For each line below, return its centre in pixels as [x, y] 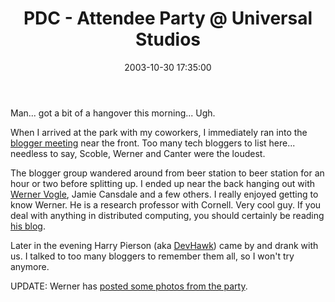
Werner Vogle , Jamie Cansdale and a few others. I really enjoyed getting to [164, 194]
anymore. [30, 266]
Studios [168, 39]
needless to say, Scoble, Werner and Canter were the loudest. [138, 153]
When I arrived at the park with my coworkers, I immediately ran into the [159, 132]
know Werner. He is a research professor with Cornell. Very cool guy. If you [166, 204]
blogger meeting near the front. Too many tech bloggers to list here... [153, 143]
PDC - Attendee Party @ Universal [168, 18]
